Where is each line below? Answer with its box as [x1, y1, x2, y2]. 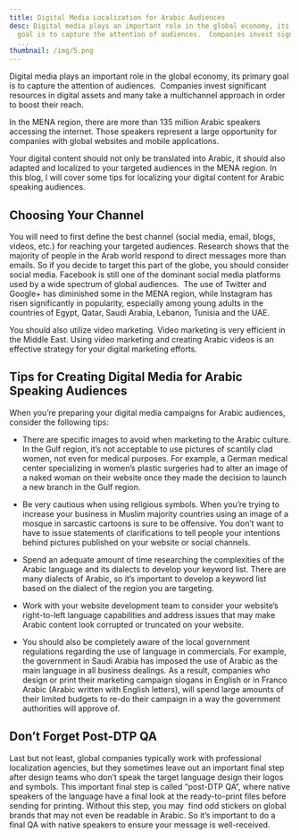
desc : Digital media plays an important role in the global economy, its [9, 21, 290, 30]
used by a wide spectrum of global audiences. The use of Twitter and [9, 278, 267, 289]
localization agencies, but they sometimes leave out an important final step [9, 762, 285, 773]
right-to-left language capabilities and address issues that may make [21, 609, 276, 620]
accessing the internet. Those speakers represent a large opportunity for [9, 126, 278, 137]
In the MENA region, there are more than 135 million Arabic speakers [9, 117, 261, 128]
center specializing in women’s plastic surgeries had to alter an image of [21, 462, 288, 473]
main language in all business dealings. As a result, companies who [21, 665, 271, 675]
